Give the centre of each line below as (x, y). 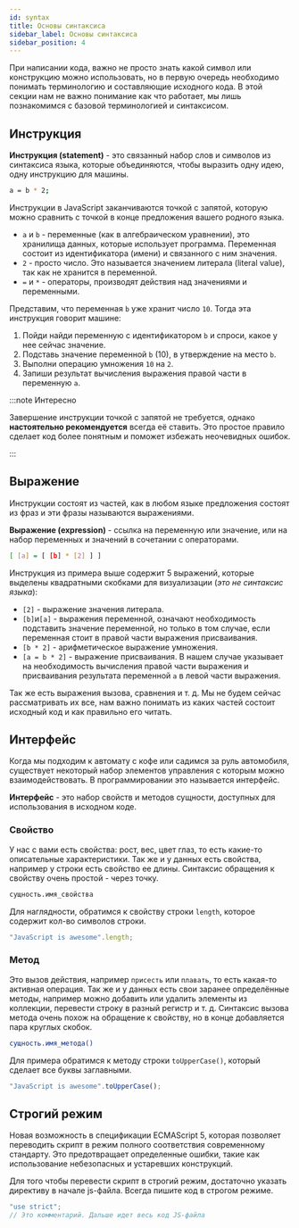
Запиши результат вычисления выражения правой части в (134, 373)
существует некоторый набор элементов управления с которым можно (147, 771)
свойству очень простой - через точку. (84, 878)
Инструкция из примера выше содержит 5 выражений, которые (132, 573)
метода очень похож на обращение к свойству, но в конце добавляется (147, 1017)
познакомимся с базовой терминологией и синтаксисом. (119, 106)
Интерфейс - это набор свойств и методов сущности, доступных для (142, 797)
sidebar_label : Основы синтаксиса (74, 34)
